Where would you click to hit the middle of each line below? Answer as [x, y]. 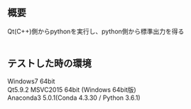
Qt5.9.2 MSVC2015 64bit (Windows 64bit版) [72, 89]
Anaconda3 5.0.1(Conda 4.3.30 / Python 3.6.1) [74, 98]
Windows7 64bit [31, 81]
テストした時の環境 [49, 64]
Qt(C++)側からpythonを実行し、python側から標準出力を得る [96, 31]
